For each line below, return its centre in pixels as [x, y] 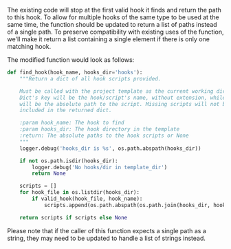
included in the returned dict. [66, 110]
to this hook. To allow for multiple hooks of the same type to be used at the [113, 17]
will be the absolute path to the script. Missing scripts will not [120, 104]
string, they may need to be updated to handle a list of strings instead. [107, 238]
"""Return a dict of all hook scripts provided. [90, 78]
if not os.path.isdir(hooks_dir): [69, 161]
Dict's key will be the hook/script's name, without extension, [113, 98]
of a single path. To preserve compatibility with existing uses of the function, [115, 32]
